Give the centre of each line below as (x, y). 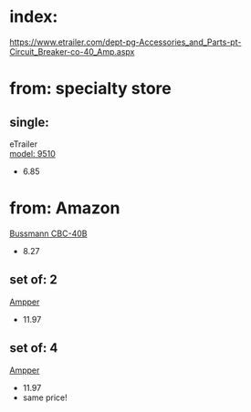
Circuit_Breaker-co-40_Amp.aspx (72, 51)
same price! (45, 397)
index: (34, 17)
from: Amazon (65, 208)
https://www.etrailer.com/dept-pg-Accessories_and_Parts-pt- (125, 42)
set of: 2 (33, 280)
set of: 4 (34, 348)
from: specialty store (90, 89)
